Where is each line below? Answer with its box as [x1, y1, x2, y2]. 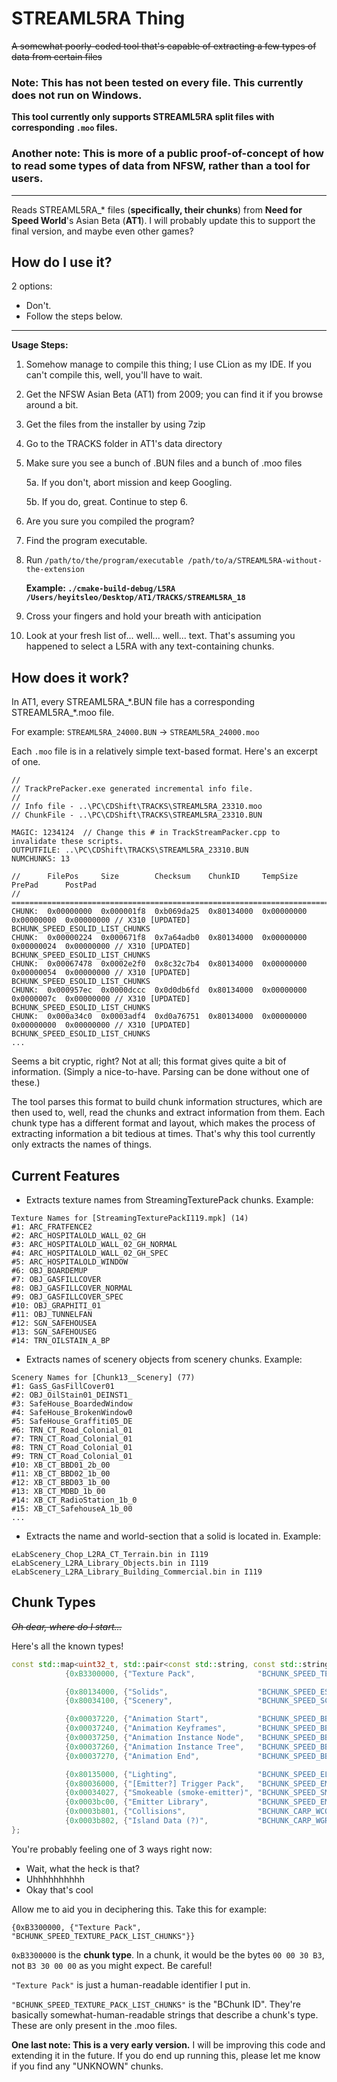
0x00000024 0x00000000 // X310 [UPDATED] [11, 942, 191, 952]
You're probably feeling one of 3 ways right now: [11, 1843, 213, 1855]
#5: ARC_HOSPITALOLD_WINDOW [11, 1257, 129, 1267]
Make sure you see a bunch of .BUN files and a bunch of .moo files [25, 457, 303, 469]
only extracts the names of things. [11, 1138, 153, 1151]
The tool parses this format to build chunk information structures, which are [11, 1096, 323, 1108]
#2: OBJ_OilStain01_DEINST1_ [11, 1390, 133, 1400]
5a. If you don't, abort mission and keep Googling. [25, 477, 233, 489]
